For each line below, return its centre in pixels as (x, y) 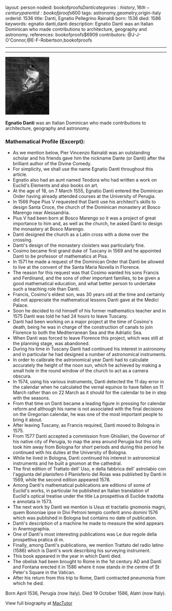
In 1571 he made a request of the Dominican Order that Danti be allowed (88, 262)
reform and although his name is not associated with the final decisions (88, 409)
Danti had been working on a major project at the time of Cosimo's (83, 322)
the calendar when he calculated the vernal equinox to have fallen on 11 (88, 387)
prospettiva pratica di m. (38, 540)
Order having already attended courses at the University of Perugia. (84, 196)
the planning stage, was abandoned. (51, 344)
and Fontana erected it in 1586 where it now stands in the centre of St (86, 567)
